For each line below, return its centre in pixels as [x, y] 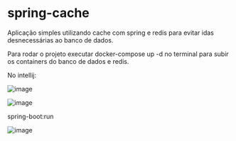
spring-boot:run [31, 116]
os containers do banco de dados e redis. [68, 61]
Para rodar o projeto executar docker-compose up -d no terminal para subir [118, 54]
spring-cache [49, 13]
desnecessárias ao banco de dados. [60, 40]
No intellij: [22, 75]
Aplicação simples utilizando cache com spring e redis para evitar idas [111, 33]
